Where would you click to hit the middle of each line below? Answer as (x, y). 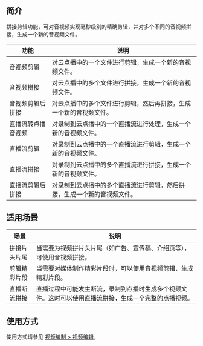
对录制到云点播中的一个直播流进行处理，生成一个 (121, 124)
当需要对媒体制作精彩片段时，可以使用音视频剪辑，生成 (114, 268)
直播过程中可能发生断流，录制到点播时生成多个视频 (108, 288)
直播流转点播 (28, 124)
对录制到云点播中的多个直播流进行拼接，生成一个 (121, 164)
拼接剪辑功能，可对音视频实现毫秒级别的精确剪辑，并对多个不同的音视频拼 (99, 27)
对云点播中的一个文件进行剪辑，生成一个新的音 (118, 62)
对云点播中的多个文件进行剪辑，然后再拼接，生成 (121, 103)
